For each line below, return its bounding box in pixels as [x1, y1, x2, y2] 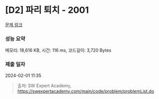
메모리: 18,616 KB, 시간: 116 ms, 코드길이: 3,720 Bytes [5, 47, 112, 53]
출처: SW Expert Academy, [17, 82, 72, 89]
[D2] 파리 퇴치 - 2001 [5, 4, 89, 16]
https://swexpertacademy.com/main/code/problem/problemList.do [17, 88, 155, 94]
